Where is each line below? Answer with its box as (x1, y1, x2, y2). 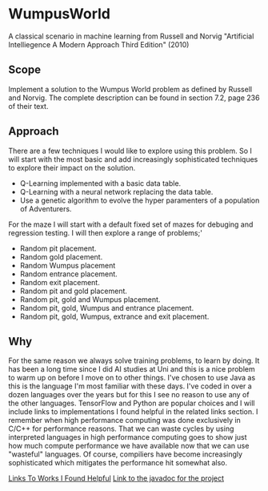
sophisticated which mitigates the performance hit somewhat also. (8, 458, 228, 468)
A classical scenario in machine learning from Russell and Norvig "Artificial (8, 31, 254, 41)
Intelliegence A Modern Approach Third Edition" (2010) (8, 39, 190, 49)
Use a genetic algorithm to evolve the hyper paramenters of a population (19, 195, 260, 205)
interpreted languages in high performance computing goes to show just (8, 433, 247, 442)
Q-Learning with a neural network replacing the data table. (19, 187, 214, 196)
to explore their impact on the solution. (8, 163, 136, 172)
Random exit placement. (19, 277, 100, 287)
